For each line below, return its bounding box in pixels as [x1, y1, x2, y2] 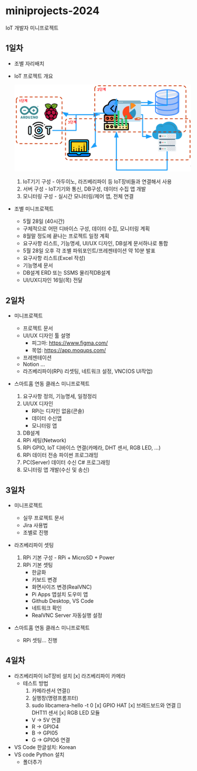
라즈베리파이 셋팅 [14, 542, 54, 549]
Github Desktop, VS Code [31, 598, 94, 605]
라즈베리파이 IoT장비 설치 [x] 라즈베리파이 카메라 [14, 672, 126, 679]
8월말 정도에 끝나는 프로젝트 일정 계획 [22, 232, 110, 239]
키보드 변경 [31, 576, 57, 583]
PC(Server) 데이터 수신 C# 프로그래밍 [22, 459, 111, 466]
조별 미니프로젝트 [14, 205, 54, 212]
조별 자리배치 [14, 60, 45, 67]
